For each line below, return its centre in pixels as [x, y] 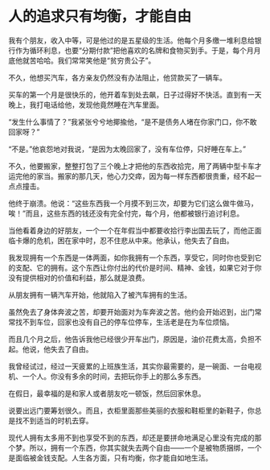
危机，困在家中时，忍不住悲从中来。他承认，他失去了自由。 [135, 240]
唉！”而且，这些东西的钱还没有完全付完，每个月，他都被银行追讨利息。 [126, 213]
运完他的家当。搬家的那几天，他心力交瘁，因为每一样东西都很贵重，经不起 [131, 176]
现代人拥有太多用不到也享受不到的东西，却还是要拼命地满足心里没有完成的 [131, 437]
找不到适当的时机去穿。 [54, 420]
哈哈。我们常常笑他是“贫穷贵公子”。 [96, 60]
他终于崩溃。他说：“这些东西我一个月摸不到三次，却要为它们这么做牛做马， [133, 203]
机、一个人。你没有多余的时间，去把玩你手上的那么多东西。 [107, 376]
